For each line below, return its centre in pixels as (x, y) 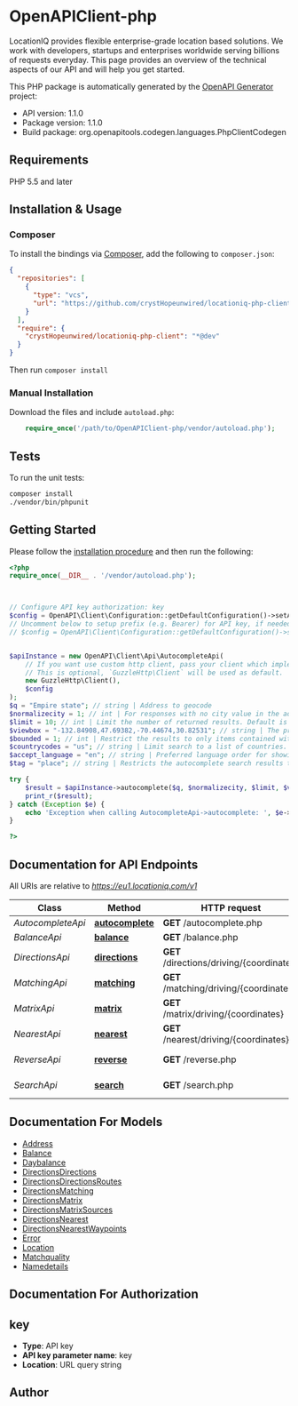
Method (125, 908)
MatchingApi (40, 983)
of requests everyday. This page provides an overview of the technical (138, 60)
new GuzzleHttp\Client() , (73, 681)
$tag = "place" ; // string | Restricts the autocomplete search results (146, 763)
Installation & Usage (66, 209)
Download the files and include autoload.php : (92, 412)
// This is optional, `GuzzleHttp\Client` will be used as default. (154, 673)
